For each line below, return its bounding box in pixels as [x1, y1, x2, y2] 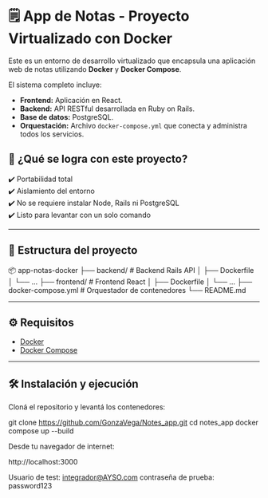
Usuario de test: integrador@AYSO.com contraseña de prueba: [8, 472, 215, 482]
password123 [8, 481, 53, 491]
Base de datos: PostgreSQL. [19, 112, 114, 121]
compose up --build [8, 426, 74, 436]
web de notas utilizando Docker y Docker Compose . [8, 64, 182, 73]
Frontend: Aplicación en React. [19, 95, 123, 105]
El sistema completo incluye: [8, 80, 102, 89]
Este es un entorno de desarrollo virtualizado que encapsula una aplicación [8, 56, 256, 65]
